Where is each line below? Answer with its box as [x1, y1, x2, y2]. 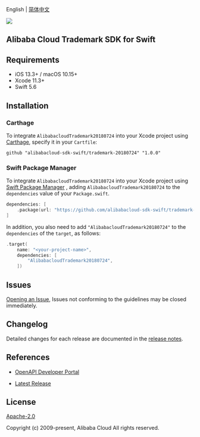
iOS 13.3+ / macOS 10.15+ [14, 71, 78, 78]
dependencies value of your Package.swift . [6, 190, 110, 197]
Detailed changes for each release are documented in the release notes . [6, 335, 183, 342]
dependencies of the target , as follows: [6, 230, 101, 237]
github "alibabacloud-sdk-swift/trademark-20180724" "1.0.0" [6, 150, 161, 156]
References [6, 352, 50, 362]
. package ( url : [17, 207, 52, 213]
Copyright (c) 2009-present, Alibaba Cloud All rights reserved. [6, 424, 160, 432]
